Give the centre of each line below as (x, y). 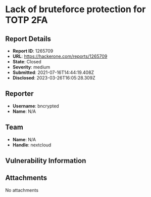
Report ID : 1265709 (33, 51)
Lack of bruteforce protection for (75, 9)
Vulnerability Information (46, 161)
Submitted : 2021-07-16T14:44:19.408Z (53, 72)
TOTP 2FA (27, 20)
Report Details (28, 39)
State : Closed (27, 62)
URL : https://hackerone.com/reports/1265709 (60, 56)
